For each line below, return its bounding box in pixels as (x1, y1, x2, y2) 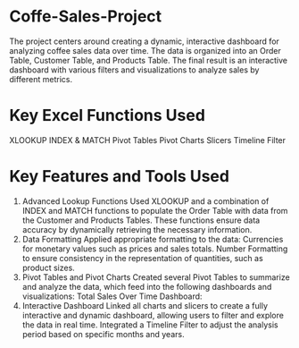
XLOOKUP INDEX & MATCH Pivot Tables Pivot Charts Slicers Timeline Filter (9, 134, 287, 145)
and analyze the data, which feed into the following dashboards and (21, 281, 272, 292)
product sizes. (21, 262, 76, 273)
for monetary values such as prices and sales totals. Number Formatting (21, 243, 288, 254)
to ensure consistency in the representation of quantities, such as (21, 252, 263, 263)
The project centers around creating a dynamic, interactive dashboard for (9, 36, 279, 47)
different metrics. (9, 73, 73, 84)
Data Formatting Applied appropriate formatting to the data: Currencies (21, 233, 284, 244)
